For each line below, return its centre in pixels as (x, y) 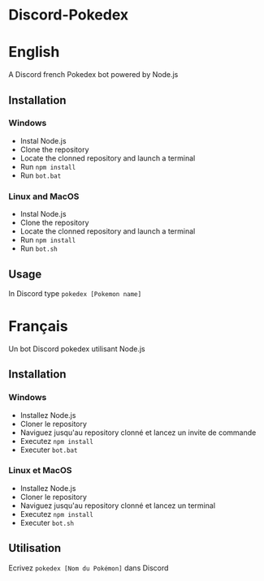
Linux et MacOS (40, 471)
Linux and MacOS (44, 196)
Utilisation (35, 548)
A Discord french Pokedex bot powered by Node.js (93, 75)
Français (38, 327)
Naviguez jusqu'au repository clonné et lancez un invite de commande (138, 433)
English (34, 52)
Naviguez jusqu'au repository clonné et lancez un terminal (118, 506)
